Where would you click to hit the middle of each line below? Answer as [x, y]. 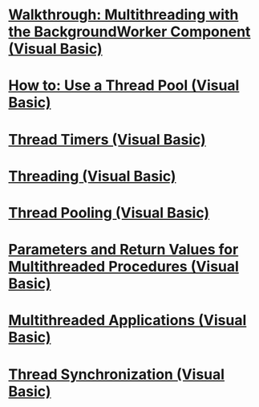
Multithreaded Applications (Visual [127, 321]
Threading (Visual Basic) [92, 176]
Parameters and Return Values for [123, 250]
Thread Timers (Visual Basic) [107, 139]
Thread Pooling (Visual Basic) [109, 212]
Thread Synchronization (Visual [117, 374]
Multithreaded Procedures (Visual [123, 267]
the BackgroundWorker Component [129, 32]
